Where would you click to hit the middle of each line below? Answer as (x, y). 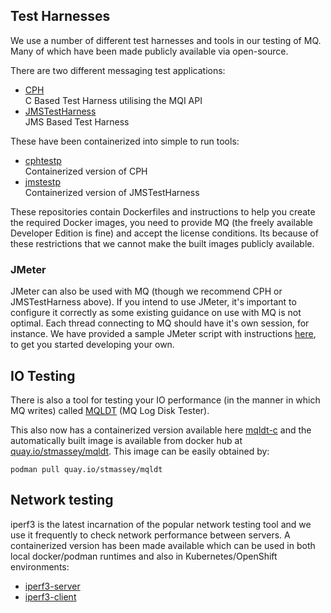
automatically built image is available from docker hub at (126, 440)
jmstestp (42, 181)
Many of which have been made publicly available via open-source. (149, 51)
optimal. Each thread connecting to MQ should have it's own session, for (160, 323)
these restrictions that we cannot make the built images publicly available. (162, 243)
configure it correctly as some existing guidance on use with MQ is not (156, 313)
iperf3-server (52, 586)
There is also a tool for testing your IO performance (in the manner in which (165, 400)
